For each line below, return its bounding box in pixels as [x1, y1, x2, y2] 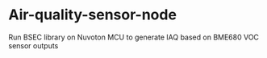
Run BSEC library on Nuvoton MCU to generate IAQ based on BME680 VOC [8, 32, 260, 42]
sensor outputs [8, 40, 59, 50]
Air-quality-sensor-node [8, 6, 177, 24]
